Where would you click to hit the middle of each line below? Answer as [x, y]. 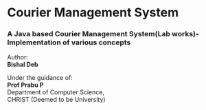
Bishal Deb [23, 65]
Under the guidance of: [40, 78]
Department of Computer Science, [56, 92]
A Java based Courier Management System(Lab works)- [103, 34]
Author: [18, 57]
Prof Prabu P [25, 85]
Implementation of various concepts [69, 42]
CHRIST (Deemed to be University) [56, 100]
